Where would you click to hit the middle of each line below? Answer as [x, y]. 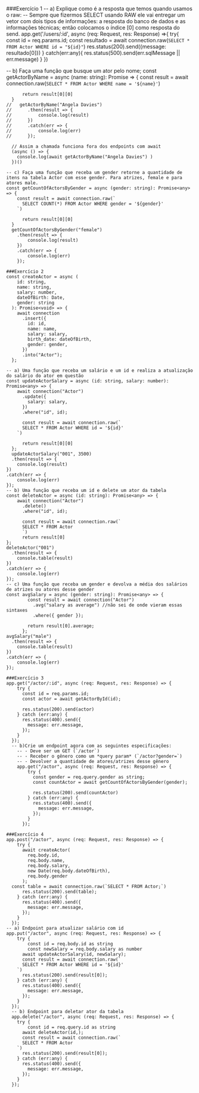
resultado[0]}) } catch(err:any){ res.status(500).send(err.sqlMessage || [93, 53]
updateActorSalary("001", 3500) [52, 454]
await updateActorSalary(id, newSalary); [74, 954]
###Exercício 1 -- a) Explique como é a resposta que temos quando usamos [99, 9]
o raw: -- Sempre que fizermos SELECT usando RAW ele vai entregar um [96, 15]
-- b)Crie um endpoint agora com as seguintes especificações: [91, 746]
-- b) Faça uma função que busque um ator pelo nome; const [81, 71]
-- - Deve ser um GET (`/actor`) [58, 751]
